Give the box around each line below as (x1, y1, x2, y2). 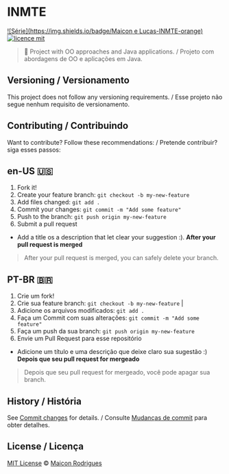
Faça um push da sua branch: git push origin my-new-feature (16, 327, 195, 335)
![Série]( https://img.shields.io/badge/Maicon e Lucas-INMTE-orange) (7, 27, 204, 35)
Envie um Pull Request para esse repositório (16, 334, 142, 343)
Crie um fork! (16, 292, 55, 300)
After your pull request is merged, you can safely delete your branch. (23, 254, 219, 262)
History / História (7, 395, 82, 407)
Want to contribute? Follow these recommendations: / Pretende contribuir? (7, 138, 218, 146)
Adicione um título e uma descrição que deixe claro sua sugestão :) (16, 348, 208, 356)
